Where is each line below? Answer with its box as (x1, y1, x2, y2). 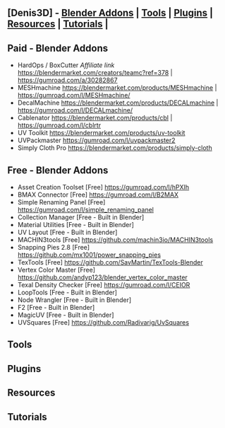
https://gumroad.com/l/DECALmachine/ (17, 106, 133, 115)
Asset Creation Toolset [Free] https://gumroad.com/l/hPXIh (17, 183, 190, 192)
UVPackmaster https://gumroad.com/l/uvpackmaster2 (17, 136, 176, 145)
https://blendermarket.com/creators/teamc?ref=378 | (17, 69, 173, 77)
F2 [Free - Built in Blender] (17, 303, 95, 312)
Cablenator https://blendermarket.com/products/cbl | (17, 114, 173, 122)
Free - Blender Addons (7, 164, 109, 176)
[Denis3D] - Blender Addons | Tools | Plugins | (7, 7, 214, 19)
